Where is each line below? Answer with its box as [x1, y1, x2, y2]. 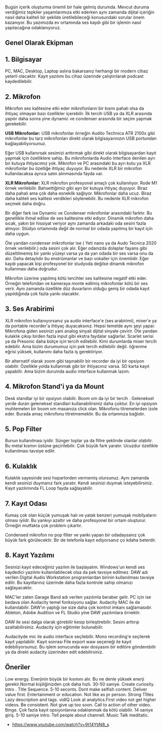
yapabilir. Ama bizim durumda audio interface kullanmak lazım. [5, 368, 130, 374]
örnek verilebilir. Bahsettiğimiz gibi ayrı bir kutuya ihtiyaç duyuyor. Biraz [5, 185, 148, 191]
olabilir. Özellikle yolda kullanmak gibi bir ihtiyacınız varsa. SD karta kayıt [5, 363, 149, 369]
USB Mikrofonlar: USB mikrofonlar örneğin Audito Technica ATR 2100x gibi [5, 131, 155, 136]
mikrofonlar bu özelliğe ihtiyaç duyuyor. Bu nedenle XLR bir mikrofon [5, 166, 142, 171]
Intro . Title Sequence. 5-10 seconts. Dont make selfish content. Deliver [5, 686, 147, 692]
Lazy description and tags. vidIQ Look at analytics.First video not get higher [5, 697, 156, 702]
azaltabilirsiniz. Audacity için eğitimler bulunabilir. [5, 624, 104, 630]
